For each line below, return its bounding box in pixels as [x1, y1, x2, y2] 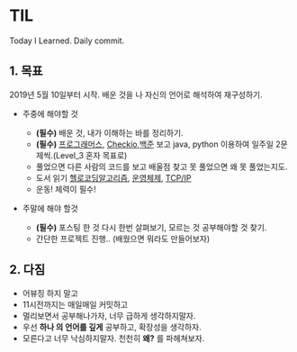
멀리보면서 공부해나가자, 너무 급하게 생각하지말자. [22, 310, 196, 320]
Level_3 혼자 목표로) [55, 149, 128, 160]
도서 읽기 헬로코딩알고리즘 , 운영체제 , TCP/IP [35, 172, 192, 183]
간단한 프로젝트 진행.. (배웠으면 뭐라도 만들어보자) [35, 233, 211, 244]
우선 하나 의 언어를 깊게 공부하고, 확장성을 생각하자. [22, 321, 202, 332]
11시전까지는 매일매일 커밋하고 [22, 299, 129, 310]
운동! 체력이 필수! [35, 184, 96, 194]
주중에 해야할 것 [22, 108, 78, 119]
